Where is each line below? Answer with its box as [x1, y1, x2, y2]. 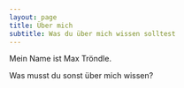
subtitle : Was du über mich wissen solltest [9, 29, 176, 38]
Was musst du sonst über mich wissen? [9, 70, 154, 81]
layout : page [9, 12, 57, 22]
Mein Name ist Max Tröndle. [9, 54, 112, 64]
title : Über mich [9, 21, 73, 30]
